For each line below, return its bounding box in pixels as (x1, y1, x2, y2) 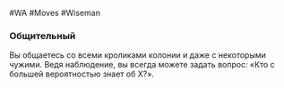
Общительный (9, 29, 76, 42)
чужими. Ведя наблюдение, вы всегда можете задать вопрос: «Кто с (9, 60, 275, 70)
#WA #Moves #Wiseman (9, 8, 101, 18)
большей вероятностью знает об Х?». (9, 68, 155, 79)
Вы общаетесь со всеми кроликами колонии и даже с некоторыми (9, 50, 267, 60)
